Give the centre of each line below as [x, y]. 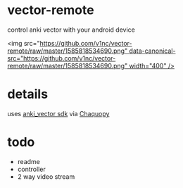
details [27, 94]
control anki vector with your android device [71, 30]
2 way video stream [46, 176]
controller [31, 169]
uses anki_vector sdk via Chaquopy [58, 113]
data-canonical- [152, 51]
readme [29, 161]
